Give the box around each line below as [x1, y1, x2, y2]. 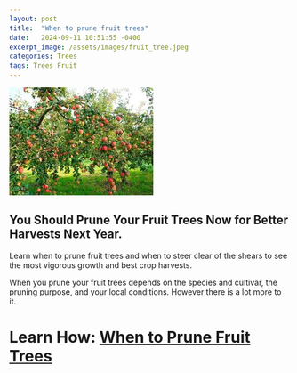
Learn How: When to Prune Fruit [9, 328, 251, 347]
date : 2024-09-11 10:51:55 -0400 [9, 33, 141, 42]
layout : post [9, 14, 58, 23]
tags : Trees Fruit [9, 61, 77, 70]
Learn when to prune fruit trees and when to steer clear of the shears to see [9, 250, 288, 261]
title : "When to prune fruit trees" [9, 23, 149, 33]
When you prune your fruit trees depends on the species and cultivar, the [9, 277, 278, 288]
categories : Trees [9, 52, 77, 61]
